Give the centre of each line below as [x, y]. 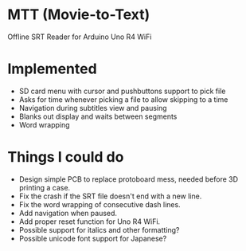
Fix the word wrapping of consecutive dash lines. [100, 204]
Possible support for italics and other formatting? [99, 229]
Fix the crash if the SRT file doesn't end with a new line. [110, 196]
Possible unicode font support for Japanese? [93, 238]
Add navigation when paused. [68, 213]
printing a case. [45, 187]
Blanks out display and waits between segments [98, 116]
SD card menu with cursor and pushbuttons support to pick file [122, 91]
